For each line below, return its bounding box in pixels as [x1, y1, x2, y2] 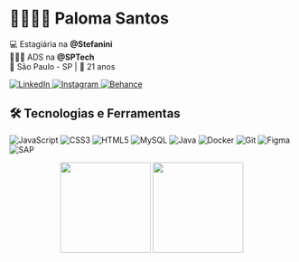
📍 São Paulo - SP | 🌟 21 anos [9, 61, 116, 71]
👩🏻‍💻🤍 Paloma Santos [9, 8, 170, 29]
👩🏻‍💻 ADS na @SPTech [9, 51, 95, 62]
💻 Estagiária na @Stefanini [9, 38, 113, 49]
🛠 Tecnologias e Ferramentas [9, 106, 181, 121]
